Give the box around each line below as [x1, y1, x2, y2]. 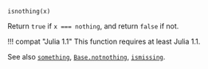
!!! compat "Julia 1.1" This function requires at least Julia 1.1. [7, 36, 201, 46]
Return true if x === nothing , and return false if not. [7, 21, 179, 31]
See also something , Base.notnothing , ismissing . [7, 52, 166, 61]
